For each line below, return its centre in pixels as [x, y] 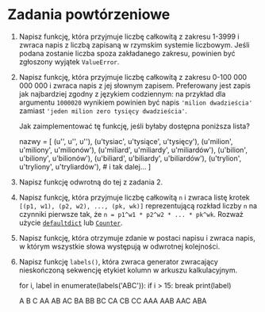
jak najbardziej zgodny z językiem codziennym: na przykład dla [122, 93]
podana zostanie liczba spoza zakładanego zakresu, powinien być [127, 53]
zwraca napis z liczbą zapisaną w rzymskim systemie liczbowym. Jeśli [134, 44]
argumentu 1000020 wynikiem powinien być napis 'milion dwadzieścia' [136, 102]
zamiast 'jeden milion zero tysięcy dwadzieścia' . [103, 110]
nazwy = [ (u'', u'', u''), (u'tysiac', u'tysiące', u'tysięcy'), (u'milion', [126, 141]
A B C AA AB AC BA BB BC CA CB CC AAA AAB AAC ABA [113, 301]
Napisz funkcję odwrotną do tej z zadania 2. [91, 182]
